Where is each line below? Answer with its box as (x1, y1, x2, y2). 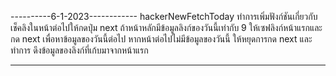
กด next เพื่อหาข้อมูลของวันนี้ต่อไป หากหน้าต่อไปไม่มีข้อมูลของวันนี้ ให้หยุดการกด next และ (10, 33, 313, 45)
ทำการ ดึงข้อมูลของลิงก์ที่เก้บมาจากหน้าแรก (10, 44, 149, 56)
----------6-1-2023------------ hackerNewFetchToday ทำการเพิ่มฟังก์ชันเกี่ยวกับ (10, 11, 318, 22)
